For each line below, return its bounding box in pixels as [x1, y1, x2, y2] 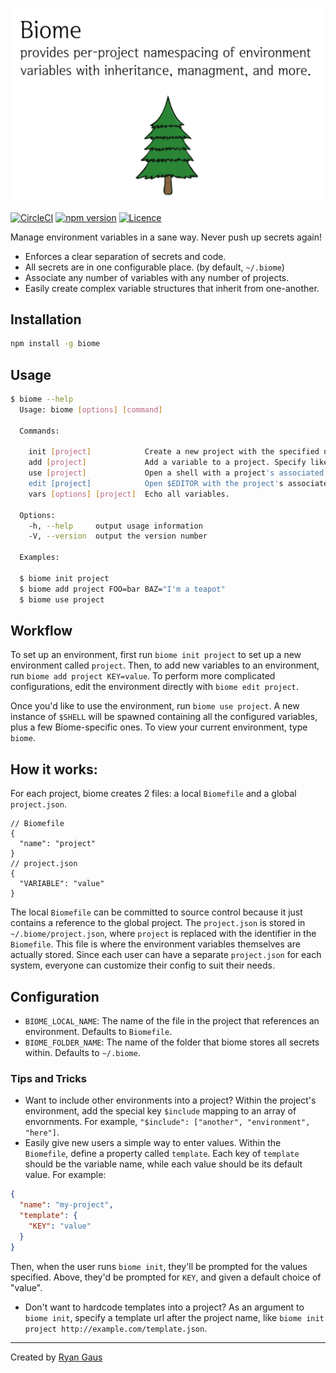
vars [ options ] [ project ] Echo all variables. [28, 489, 230, 499]
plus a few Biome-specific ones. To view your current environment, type [10, 721, 308, 733]
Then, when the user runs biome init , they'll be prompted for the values [10, 1260, 308, 1272]
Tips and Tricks [10, 1071, 88, 1085]
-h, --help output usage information [28, 521, 203, 531]
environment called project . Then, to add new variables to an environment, [10, 659, 320, 672]
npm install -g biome [10, 339, 101, 349]
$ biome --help [10, 394, 74, 405]
